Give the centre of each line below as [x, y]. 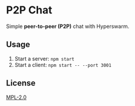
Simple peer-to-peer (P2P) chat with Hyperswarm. [68, 26]
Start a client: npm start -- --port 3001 [63, 65]
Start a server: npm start [44, 58]
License [21, 83]
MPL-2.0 [16, 97]
